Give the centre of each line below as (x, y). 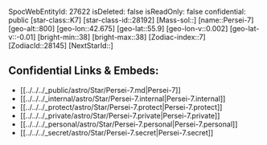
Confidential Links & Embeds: (84, 71)
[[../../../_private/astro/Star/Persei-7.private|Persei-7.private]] (120, 115)
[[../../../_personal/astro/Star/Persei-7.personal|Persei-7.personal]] (129, 124)
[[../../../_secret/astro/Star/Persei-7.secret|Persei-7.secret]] (117, 132)
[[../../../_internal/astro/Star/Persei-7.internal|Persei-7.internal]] (123, 99)
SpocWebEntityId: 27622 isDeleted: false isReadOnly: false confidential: (127, 12)
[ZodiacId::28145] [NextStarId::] (61, 46)
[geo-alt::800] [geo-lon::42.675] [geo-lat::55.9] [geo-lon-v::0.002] (118, 28)
